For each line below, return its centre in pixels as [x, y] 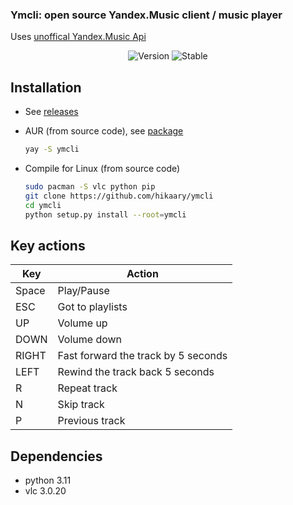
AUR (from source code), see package [104, 131]
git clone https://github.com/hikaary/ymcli [119, 196]
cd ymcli [43, 205]
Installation [46, 87]
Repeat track [87, 388]
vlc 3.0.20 [45, 491]
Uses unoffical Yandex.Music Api [78, 37]
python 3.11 [48, 480]
